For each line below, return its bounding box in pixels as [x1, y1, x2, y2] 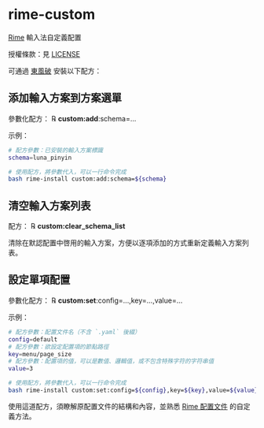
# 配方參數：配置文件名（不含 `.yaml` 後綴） [8, 328, 141, 336]
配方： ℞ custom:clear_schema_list [8, 221, 126, 231]
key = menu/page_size [8, 350, 72, 358]
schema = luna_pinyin [8, 154, 72, 162]
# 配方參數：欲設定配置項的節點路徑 [8, 343, 109, 351]
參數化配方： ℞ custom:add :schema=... [8, 114, 137, 123]
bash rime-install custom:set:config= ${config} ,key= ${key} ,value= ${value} [8, 386, 258, 394]
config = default [8, 335, 58, 344]
